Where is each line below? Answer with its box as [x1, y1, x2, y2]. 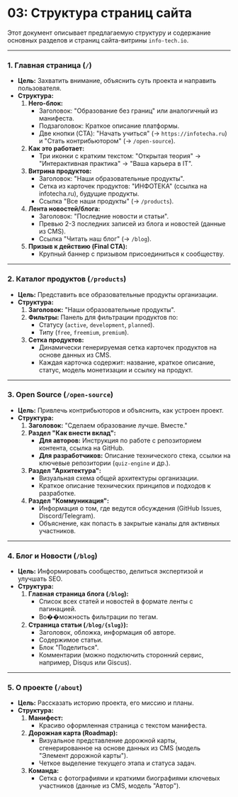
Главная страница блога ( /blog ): [28, 590, 129, 598]
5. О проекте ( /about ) [7, 683, 83, 693]
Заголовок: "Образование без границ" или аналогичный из [38, 106, 218, 115]
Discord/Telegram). [38, 511, 96, 520]
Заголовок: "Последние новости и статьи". [38, 212, 169, 221]
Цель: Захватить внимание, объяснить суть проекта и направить [17, 77, 217, 85]
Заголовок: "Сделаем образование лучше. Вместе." [28, 420, 188, 430]
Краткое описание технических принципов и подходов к [38, 481, 211, 490]
